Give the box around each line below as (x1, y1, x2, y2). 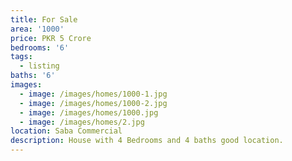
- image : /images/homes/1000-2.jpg (19, 98, 168, 108)
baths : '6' (10, 71, 56, 81)
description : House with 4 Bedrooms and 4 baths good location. (10, 136, 284, 146)
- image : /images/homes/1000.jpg (19, 107, 159, 118)
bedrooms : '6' (10, 42, 70, 53)
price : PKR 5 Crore (10, 33, 92, 43)
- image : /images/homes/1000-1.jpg (19, 89, 168, 99)
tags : (10, 52, 33, 62)
